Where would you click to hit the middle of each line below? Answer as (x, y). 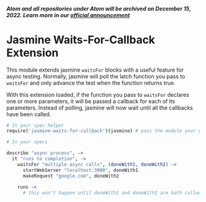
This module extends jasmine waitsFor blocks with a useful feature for (95, 70)
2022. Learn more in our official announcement (68, 15)
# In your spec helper (35, 125)
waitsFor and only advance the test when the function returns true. (91, 83)
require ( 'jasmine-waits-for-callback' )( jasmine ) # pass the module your (101, 131)
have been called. (29, 114)
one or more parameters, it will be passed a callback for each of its (91, 101)
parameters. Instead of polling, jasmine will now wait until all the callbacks (100, 108)
